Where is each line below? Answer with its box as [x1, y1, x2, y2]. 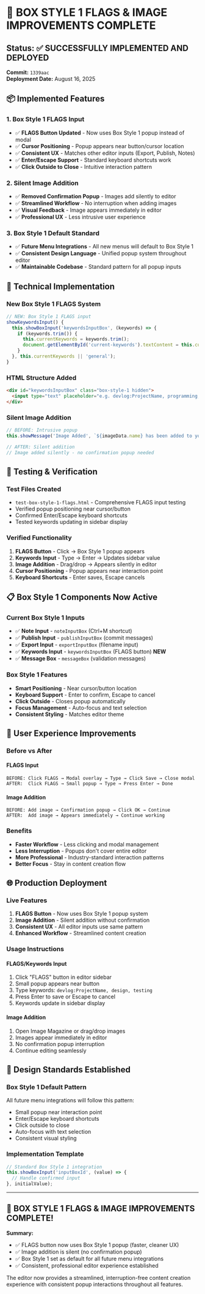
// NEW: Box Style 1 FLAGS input [6, 313, 92, 320]
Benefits [6, 826, 32, 835]
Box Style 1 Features [6, 670, 68, 679]
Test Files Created [6, 485, 62, 493]
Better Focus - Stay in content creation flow [15, 860, 126, 867]
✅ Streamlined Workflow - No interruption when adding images [15, 199, 177, 207]
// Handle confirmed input [12, 1175, 81, 1181]
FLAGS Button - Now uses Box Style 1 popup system [15, 910, 148, 918]
